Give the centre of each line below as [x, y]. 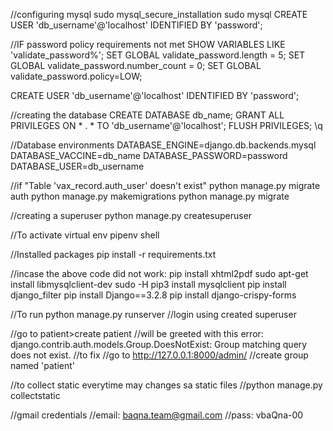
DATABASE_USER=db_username [77, 166]
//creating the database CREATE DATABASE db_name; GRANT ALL [147, 115]
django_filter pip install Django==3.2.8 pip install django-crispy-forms [153, 295]
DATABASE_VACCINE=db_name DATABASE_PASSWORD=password [149, 155]
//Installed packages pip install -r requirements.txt [113, 254]
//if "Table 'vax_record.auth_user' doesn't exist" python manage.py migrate [165, 185]
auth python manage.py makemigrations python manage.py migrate [150, 196]
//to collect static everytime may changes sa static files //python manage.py [166, 385]
